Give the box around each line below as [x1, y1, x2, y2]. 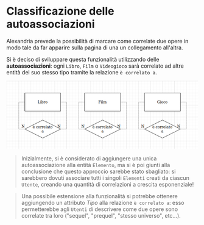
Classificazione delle [6, 4, 114, 18]
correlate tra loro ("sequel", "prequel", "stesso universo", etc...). [21, 212, 181, 219]
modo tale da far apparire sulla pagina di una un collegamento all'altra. [6, 44, 183, 51]
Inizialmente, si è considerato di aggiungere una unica [21, 154, 157, 162]
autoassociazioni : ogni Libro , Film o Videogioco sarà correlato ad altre [6, 62, 184, 70]
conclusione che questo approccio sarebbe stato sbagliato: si [21, 168, 176, 175]
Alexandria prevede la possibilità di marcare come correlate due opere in [6, 37, 189, 45]
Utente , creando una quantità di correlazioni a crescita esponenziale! [21, 180, 194, 188]
